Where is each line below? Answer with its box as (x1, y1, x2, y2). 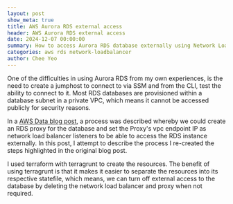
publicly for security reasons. (7, 103, 91, 111)
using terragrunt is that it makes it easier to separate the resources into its (7, 167, 218, 175)
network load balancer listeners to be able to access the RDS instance (7, 131, 208, 140)
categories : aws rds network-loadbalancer (7, 49, 132, 56)
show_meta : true (7, 17, 54, 24)
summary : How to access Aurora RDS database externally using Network (7, 42, 216, 49)
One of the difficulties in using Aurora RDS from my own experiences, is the (7, 74, 223, 82)
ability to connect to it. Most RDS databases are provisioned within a (7, 89, 202, 97)
